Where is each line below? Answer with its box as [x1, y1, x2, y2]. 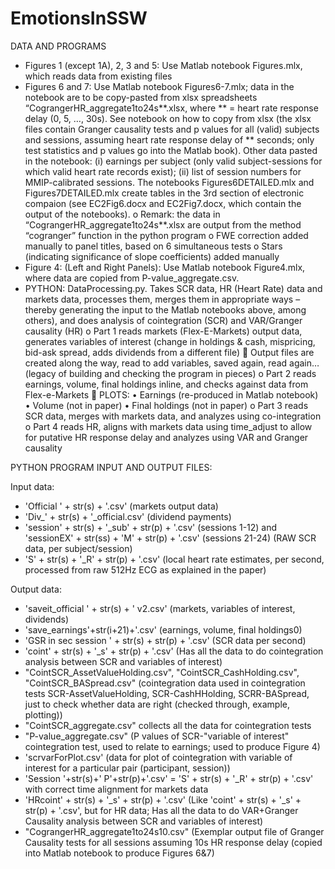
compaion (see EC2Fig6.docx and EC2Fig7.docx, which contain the [24, 197, 302, 209]
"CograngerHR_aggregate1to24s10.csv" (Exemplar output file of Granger [24, 825, 325, 837]
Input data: [10, 480, 55, 492]
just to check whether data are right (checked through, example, [24, 698, 290, 710]
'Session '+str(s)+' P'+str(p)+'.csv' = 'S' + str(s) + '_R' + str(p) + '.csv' [24, 772, 314, 784]
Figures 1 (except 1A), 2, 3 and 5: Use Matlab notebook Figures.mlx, [24, 59, 303, 71]
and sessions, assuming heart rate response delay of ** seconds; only [24, 133, 315, 146]
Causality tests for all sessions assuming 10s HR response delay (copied [24, 836, 323, 848]
